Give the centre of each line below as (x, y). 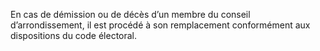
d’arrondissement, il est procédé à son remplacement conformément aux (160, 25)
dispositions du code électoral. (74, 35)
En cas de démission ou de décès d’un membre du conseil (130, 14)
